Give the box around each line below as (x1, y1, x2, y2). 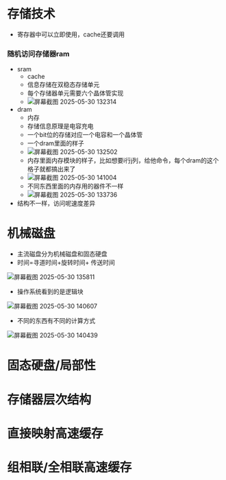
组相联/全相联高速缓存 (7, 459, 132, 475)
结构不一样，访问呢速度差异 (16, 200, 96, 208)
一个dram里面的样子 (27, 139, 84, 147)
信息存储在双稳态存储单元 (27, 80, 100, 89)
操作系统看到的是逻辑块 (16, 287, 84, 296)
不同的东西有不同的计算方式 (16, 317, 96, 325)
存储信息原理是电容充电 (27, 122, 94, 130)
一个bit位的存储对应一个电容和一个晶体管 (27, 131, 143, 139)
